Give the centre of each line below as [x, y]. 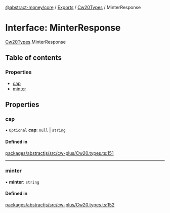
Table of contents [33, 58]
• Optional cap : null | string [35, 130]
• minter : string [22, 182]
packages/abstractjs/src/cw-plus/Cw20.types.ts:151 [59, 153]
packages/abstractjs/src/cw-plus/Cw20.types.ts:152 [60, 205]
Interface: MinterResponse [63, 28]
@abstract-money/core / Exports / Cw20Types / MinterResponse [73, 7]
